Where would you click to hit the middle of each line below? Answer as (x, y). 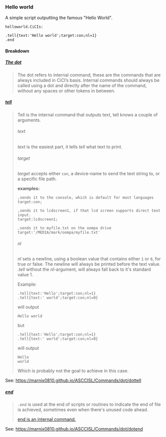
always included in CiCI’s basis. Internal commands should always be (88, 80)
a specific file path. (37, 179)
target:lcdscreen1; (38, 219)
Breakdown (17, 51)
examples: (28, 189)
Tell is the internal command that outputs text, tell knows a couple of (87, 114)
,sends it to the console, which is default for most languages (85, 198)
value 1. (25, 275)
